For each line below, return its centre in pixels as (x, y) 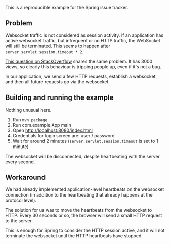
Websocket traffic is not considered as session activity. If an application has (84, 35)
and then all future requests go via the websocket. (58, 82)
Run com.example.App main (42, 125)
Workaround (26, 178)
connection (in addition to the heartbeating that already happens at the (79, 195)
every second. (20, 162)
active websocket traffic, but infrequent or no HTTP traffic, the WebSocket (83, 40)
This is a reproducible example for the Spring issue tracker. (67, 7)
